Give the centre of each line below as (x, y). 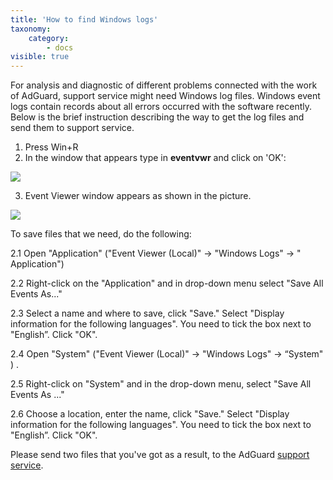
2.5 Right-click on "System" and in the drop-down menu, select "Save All (161, 384)
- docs (60, 47)
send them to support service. (72, 128)
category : (49, 38)
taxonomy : (31, 29)
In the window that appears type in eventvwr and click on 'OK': (155, 158)
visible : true (40, 57)
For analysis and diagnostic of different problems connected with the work (164, 85)
